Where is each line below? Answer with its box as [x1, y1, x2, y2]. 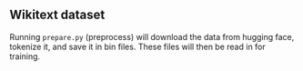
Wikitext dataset [9, 7, 106, 23]
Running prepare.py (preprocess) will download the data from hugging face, [9, 31, 295, 42]
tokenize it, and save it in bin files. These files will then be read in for [9, 41, 266, 52]
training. [9, 50, 41, 62]
